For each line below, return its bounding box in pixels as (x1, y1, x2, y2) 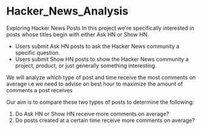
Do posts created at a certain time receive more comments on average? (15, 117, 195, 124)
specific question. (15, 49, 60, 56)
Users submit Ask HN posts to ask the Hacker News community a (15, 43, 179, 50)
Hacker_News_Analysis (6, 4, 129, 18)
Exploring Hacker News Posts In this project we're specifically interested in (6, 24, 195, 32)
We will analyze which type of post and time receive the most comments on (6, 74, 196, 81)
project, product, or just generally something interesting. (15, 62, 157, 69)
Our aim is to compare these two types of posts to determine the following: (6, 98, 195, 106)
